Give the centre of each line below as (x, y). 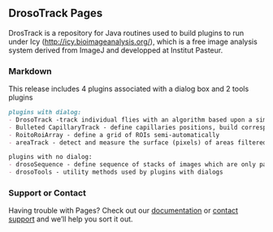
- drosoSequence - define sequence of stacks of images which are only (132, 165)
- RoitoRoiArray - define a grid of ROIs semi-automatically (114, 135)
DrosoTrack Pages (56, 13)
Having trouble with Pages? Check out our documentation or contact (123, 211)
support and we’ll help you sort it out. (71, 219)
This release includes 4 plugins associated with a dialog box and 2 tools (129, 89)
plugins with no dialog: (50, 157)
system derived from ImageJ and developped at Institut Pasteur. (116, 50)
